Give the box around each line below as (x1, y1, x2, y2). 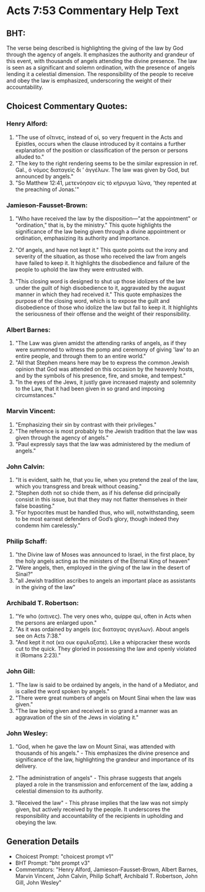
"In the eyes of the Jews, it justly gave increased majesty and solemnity (15, 378, 196, 386)
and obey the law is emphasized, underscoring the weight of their (6, 77, 172, 84)
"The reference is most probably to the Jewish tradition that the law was (15, 427, 198, 435)
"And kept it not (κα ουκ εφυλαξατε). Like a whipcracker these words (15, 639, 191, 646)
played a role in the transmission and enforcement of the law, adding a (15, 781, 193, 788)
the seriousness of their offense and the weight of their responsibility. (15, 310, 191, 318)
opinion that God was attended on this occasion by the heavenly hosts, (15, 365, 195, 373)
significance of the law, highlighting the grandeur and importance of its (15, 756, 195, 763)
